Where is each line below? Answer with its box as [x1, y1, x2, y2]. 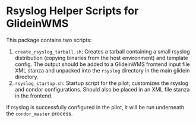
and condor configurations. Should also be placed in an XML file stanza [14, 86, 190, 93]
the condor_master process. [6, 110, 73, 117]
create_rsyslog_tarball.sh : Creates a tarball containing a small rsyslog [14, 48, 190, 55]
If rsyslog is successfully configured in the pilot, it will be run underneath [6, 103, 185, 111]
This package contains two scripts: [6, 36, 92, 43]
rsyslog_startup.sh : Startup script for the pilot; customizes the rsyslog [14, 79, 189, 87]
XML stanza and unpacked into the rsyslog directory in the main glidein [14, 67, 190, 74]
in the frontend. [14, 92, 53, 99]
